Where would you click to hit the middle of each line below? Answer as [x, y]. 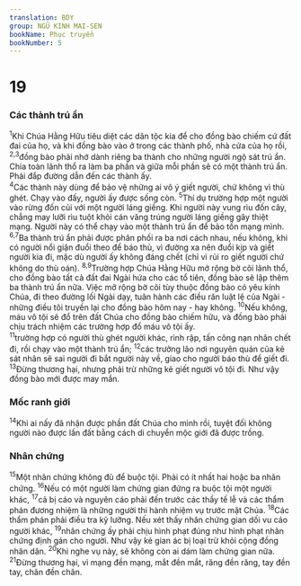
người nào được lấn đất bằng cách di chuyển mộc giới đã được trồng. [137, 433]
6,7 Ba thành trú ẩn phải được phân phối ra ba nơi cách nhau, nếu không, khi [149, 237]
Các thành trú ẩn [46, 115]
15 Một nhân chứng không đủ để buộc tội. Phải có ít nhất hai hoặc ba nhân [145, 476]
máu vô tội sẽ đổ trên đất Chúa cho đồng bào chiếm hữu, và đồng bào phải [148, 317]
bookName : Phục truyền [52, 34]
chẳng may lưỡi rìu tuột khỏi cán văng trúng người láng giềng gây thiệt [139, 218]
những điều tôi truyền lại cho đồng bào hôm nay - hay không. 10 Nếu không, [149, 306]
